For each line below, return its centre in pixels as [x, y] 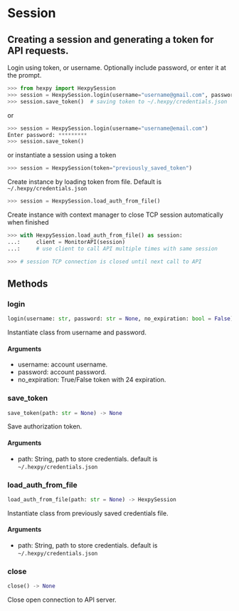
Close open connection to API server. [62, 600]
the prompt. [25, 75]
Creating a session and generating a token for [111, 40]
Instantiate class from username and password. [77, 332]
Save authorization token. [45, 426]
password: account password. [62, 372]
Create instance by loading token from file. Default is [85, 182]
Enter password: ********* [47, 135]
